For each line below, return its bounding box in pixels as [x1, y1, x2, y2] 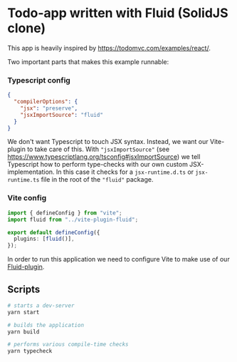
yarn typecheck [7, 348, 53, 355]
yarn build [7, 328, 40, 336]
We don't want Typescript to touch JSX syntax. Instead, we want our [7, 138, 209, 146]
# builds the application [7, 321, 84, 329]
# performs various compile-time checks [7, 341, 130, 348]
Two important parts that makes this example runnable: [7, 57, 169, 66]
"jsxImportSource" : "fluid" [20, 111, 103, 118]
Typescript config [7, 75, 71, 85]
